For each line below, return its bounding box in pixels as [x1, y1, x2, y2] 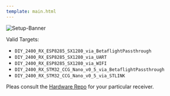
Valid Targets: [6, 35, 39, 42]
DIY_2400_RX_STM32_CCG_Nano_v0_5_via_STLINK [14, 73, 125, 79]
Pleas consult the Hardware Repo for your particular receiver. [6, 83, 154, 90]
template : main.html [6, 8, 57, 15]
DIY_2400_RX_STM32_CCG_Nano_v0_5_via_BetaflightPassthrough [14, 66, 165, 73]
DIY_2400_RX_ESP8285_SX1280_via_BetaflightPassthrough [14, 48, 152, 54]
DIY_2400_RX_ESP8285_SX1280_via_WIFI [14, 61, 107, 66]
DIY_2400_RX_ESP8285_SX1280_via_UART [14, 54, 107, 60]
